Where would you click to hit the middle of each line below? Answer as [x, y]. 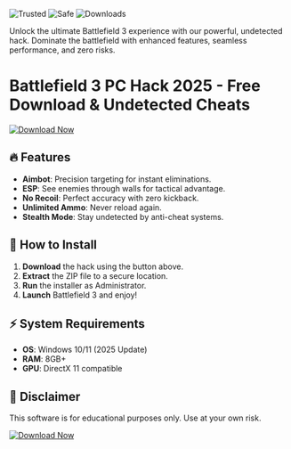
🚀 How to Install [53, 245]
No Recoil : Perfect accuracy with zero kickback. [110, 198]
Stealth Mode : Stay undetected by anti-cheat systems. [123, 216]
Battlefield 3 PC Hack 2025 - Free [135, 86]
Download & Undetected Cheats [130, 105]
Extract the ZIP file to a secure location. [95, 275]
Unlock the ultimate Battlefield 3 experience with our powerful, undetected [146, 31]
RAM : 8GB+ [44, 359]
